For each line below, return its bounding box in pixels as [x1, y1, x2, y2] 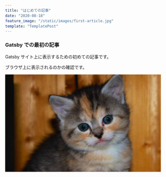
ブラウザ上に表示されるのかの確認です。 [5, 64, 87, 70]
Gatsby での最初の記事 [5, 42, 60, 48]
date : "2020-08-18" [5, 13, 45, 18]
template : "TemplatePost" [5, 24, 58, 29]
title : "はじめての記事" [5, 8, 51, 13]
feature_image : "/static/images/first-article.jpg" [5, 18, 114, 23]
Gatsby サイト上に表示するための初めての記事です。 [5, 53, 111, 59]
